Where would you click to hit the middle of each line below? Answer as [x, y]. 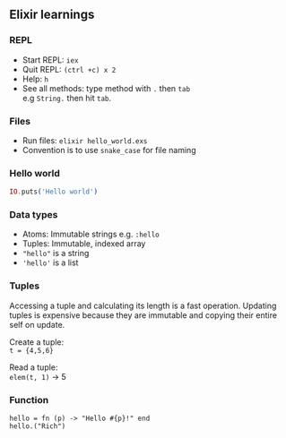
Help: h [35, 79]
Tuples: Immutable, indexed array [84, 244]
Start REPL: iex [50, 60]
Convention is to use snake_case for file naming [109, 150]
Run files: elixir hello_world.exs [85, 140]
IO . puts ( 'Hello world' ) [54, 192]
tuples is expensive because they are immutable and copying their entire [143, 315]
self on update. [37, 324]
